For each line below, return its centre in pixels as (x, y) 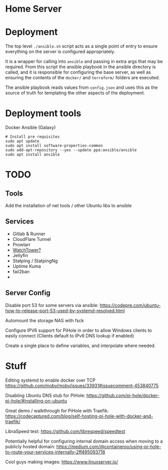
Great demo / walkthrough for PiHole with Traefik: (57, 411)
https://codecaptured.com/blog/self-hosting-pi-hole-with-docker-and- (79, 416)
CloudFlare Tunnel (32, 239)
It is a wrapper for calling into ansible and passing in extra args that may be (84, 61)
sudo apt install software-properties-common (54, 146)
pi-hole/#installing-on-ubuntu (36, 401)
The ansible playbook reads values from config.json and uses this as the (81, 87)
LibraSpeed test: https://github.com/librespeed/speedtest (65, 431)
